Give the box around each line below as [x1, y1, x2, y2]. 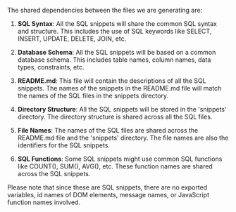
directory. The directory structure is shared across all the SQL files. [17, 112, 213, 121]
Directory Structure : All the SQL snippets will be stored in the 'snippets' [17, 105, 227, 113]
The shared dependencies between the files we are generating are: [7, 6, 203, 14]
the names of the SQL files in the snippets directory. [17, 91, 169, 100]
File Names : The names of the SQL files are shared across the [17, 126, 199, 134]
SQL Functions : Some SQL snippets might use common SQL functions [17, 154, 223, 163]
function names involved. [7, 198, 81, 206]
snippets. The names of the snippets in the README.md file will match [17, 84, 222, 92]
